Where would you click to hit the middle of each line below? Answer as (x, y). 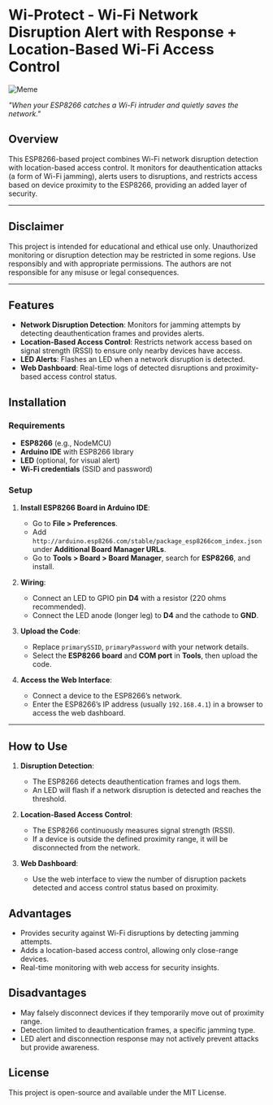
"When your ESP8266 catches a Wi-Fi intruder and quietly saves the (123, 105)
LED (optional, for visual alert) (70, 460)
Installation (37, 402)
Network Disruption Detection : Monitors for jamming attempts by (130, 325)
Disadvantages (48, 993)
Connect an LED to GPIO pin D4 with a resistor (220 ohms (129, 598)
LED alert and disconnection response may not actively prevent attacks (139, 1038)
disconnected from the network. (86, 848)
